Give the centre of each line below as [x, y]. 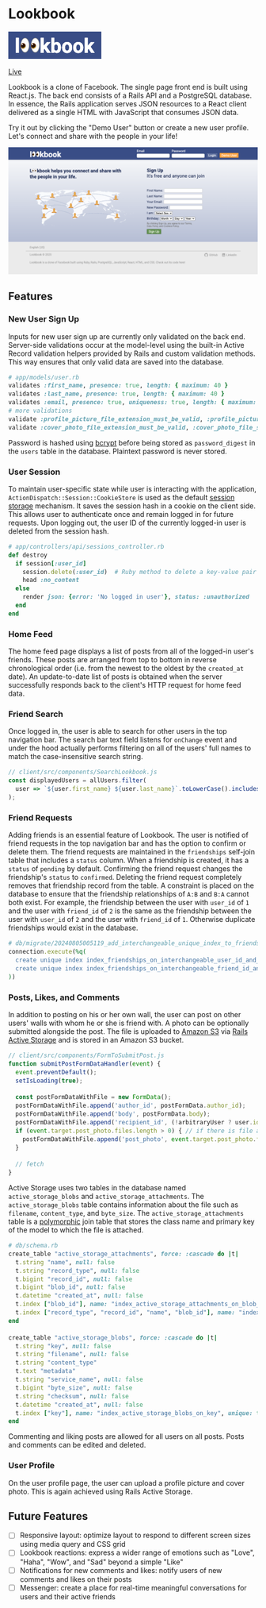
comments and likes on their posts [76, 1579]
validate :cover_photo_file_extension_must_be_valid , [99, 427]
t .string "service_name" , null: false [80, 1380]
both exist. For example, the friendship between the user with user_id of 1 [129, 903]
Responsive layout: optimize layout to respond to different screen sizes [135, 1535]
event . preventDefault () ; [56, 1072]
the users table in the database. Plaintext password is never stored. [118, 451]
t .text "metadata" [46, 1371]
